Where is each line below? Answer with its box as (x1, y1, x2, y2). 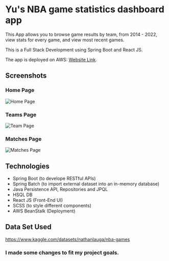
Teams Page (5, 111, 37, 118)
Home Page (5, 87, 35, 94)
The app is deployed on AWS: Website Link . (5, 56, 97, 62)
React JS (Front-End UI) (12, 197, 63, 203)
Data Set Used (5, 223, 52, 231)
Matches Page (5, 135, 42, 143)
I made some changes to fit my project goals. (5, 249, 119, 256)
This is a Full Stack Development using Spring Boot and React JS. (5, 46, 143, 53)
